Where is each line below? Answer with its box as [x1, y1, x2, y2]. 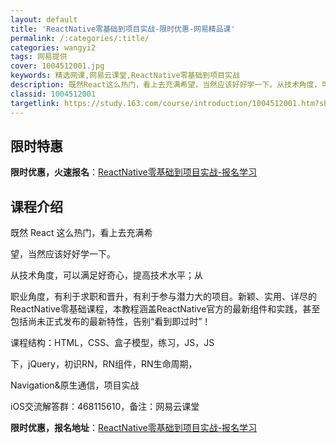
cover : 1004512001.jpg [10, 61, 105, 71]
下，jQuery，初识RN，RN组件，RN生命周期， [10, 358, 198, 370]
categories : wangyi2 [10, 42, 97, 53]
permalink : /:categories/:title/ [10, 33, 150, 43]
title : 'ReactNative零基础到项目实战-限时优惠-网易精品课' [10, 24, 236, 34]
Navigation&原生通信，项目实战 [10, 379, 140, 391]
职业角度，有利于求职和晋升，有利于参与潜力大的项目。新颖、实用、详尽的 [10, 291, 317, 303]
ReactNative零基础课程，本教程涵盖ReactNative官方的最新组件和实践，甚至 [10, 303, 321, 315]
